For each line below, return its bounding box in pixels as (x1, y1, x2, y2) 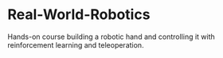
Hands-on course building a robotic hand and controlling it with (7, 32, 216, 41)
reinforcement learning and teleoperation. (7, 40, 144, 49)
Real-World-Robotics (7, 6, 151, 24)
